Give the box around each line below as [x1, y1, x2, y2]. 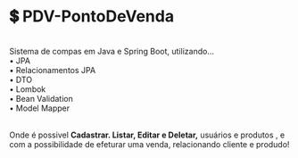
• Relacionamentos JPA [9, 64, 96, 75]
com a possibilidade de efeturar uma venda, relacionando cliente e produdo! [9, 138, 290, 149]
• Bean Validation [9, 93, 74, 104]
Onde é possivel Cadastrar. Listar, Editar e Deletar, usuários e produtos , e [9, 129, 286, 140]
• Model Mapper [9, 103, 70, 113]
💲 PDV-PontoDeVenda [9, 6, 175, 27]
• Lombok [9, 83, 46, 95]
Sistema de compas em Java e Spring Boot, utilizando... [9, 46, 214, 56]
